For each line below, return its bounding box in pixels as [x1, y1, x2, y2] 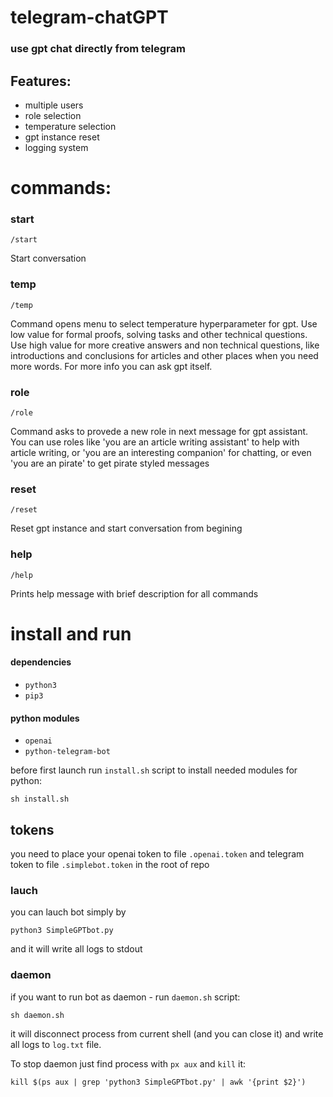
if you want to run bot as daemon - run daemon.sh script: [10, 991, 241, 1003]
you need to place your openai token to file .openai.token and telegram [10, 848, 305, 860]
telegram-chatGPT [10, 6, 169, 29]
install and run [10, 622, 132, 645]
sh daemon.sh [10, 1010, 65, 1020]
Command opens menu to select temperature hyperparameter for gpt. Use [10, 317, 318, 330]
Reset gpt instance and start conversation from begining [10, 522, 243, 535]
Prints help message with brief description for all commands [10, 587, 259, 600]
